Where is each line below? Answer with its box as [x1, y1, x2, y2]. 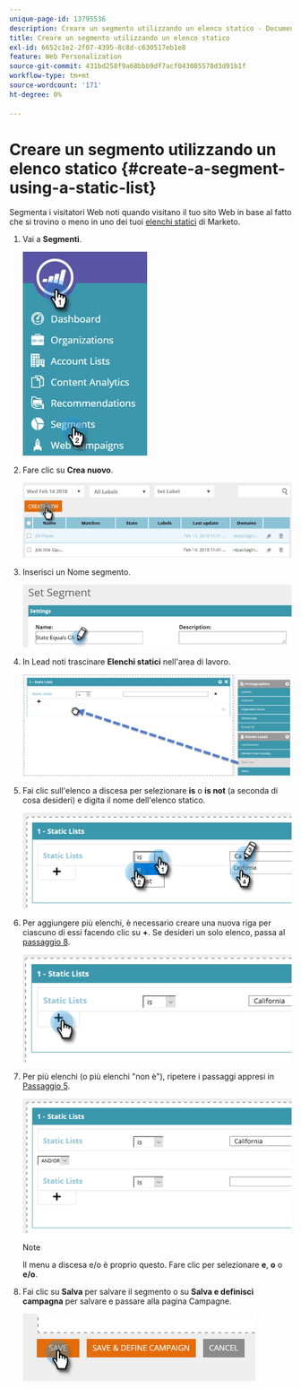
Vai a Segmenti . [21, 234, 82, 245]
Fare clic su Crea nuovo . [21, 464, 114, 475]
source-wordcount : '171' [9, 81, 102, 90]
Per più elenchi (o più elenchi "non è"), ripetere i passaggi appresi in [21, 1071, 275, 1081]
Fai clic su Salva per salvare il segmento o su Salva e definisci [21, 1286, 254, 1297]
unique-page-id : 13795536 [9, 14, 106, 23]
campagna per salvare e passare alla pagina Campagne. [21, 1296, 232, 1307]
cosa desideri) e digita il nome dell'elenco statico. [21, 794, 206, 806]
